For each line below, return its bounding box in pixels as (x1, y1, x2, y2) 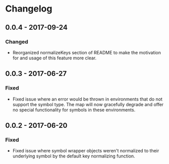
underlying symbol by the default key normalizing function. (12, 153, 135, 159)
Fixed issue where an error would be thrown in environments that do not (12, 96, 163, 102)
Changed (5, 38, 29, 45)
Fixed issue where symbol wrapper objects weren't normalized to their (12, 148, 159, 154)
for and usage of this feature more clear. (12, 55, 97, 61)
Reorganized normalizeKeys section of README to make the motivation (12, 49, 161, 55)
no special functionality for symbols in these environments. (12, 107, 136, 113)
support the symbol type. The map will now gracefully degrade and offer (12, 101, 164, 107)
